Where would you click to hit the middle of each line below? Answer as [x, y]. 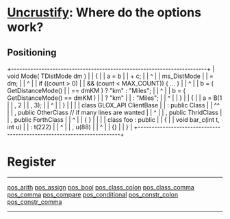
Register [31, 162]
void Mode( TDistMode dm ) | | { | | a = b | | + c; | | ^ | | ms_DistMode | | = [111, 76]
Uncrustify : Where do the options [104, 13]
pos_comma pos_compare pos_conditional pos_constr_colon [93, 194]
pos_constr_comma [35, 202]
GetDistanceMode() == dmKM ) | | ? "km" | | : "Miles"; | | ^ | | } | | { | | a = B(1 [115, 98]
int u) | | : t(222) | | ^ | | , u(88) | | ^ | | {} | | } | [70, 127]
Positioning [32, 52]
